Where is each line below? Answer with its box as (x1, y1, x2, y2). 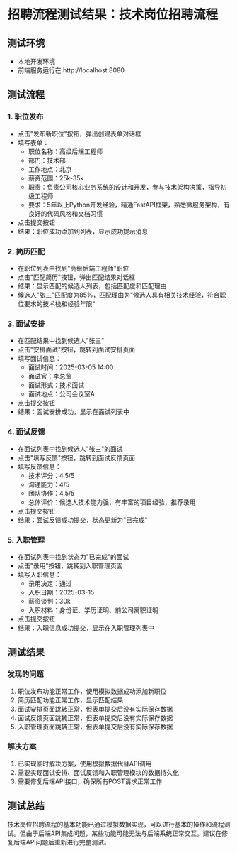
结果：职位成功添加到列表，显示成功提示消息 (17, 227, 149, 235)
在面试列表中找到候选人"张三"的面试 (17, 445, 123, 453)
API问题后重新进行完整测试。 (25, 837, 111, 846)
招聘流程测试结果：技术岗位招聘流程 (7, 6, 219, 23)
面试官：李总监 (28, 372, 72, 381)
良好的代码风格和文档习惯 (28, 209, 103, 217)
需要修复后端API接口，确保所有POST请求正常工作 (17, 777, 163, 786)
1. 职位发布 (7, 112, 44, 121)
